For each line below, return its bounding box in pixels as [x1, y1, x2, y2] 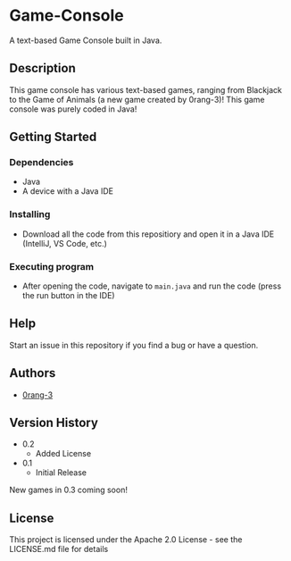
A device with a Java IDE [21, 186, 114, 197]
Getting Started [9, 130, 97, 145]
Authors [9, 365, 56, 381]
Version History [9, 415, 98, 431]
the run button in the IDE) [21, 290, 115, 301]
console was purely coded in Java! [9, 104, 137, 114]
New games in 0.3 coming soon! [9, 484, 128, 496]
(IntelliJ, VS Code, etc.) [21, 238, 107, 248]
